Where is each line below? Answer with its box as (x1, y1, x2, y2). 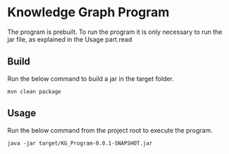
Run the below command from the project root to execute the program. (7, 126, 213, 134)
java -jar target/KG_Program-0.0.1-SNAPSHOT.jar (7, 139, 153, 147)
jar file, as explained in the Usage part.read (7, 35, 132, 43)
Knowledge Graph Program (7, 4, 170, 20)
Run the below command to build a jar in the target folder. (7, 74, 174, 83)
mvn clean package (7, 88, 61, 95)
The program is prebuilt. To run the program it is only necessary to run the (7, 28, 223, 36)
